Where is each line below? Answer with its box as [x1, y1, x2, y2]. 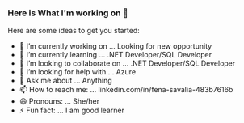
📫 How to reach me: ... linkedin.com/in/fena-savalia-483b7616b [19, 85, 233, 95]
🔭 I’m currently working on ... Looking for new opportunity [19, 41, 212, 51]
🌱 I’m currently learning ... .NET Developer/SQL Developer [19, 50, 212, 60]
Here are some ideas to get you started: [7, 26, 141, 36]
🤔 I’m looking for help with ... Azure [19, 67, 137, 77]
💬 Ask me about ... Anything [19, 76, 112, 86]
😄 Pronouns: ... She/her [19, 96, 100, 106]
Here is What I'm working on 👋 [7, 7, 128, 19]
